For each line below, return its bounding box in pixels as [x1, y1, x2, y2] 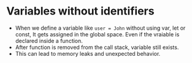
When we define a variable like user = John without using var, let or [15, 24, 186, 31]
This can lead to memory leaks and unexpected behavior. [15, 50, 161, 57]
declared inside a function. [15, 37, 83, 44]
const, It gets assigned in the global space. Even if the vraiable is [15, 30, 180, 38]
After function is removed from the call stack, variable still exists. [15, 44, 179, 51]
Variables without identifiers [6, 4, 155, 18]
